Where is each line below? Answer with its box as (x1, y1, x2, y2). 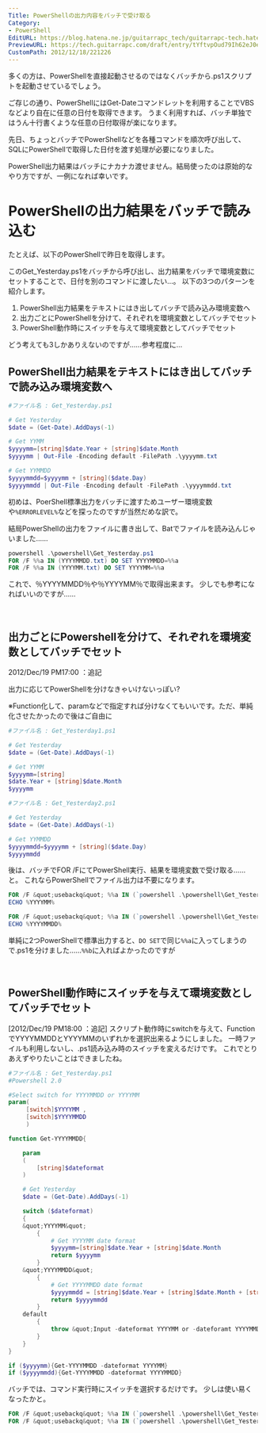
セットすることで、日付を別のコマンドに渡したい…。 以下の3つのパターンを (8, 276, 256, 285)
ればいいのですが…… (8, 589, 77, 599)
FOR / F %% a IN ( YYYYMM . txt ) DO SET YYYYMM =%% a (8, 564, 165, 572)
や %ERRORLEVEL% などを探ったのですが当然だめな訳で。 (8, 507, 183, 516)
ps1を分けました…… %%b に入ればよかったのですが (17, 945, 176, 955)
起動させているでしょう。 (21, 81, 105, 90)
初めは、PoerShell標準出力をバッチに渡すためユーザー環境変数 (8, 496, 213, 506)
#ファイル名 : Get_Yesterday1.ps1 (8, 727, 116, 735)
